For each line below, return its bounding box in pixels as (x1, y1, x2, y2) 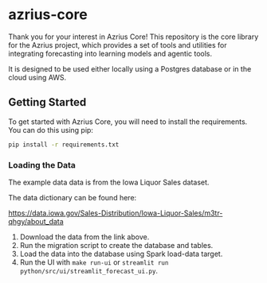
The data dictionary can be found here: (8, 192, 137, 202)
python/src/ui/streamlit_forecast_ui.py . (19, 266, 158, 275)
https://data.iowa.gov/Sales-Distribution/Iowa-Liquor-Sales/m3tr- (8, 208, 223, 218)
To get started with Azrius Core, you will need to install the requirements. (8, 117, 248, 126)
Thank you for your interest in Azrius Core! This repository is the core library (8, 32, 259, 41)
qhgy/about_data (8, 216, 64, 226)
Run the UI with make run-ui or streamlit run (19, 257, 169, 267)
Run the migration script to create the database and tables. (19, 240, 214, 250)
